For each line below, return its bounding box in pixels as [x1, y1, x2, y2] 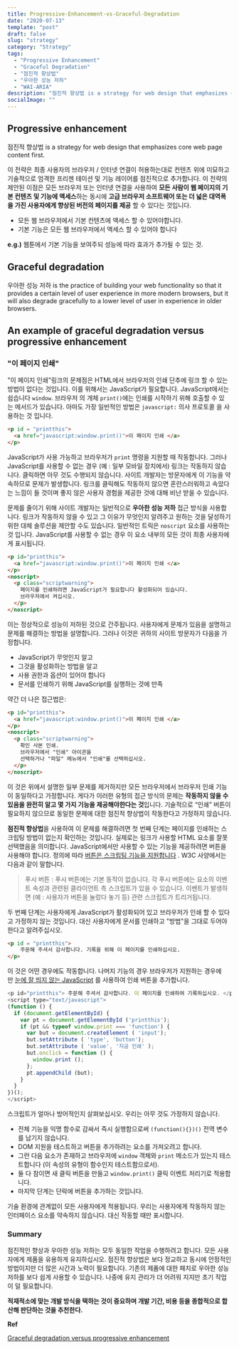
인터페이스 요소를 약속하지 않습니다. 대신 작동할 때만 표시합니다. [7, 1211, 184, 1219]
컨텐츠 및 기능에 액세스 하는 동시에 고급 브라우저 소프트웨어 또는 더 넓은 [14, 191, 208, 200]
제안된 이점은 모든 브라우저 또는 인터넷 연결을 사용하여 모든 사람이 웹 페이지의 [7, 183, 221, 191]
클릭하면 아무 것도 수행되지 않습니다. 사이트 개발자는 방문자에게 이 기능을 [22, 471, 224, 479]
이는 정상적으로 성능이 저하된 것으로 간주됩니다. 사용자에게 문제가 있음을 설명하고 [7, 620, 232, 629]
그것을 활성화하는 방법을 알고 [17, 661, 98, 670]
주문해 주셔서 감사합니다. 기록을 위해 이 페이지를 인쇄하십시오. [20, 946, 181, 954]
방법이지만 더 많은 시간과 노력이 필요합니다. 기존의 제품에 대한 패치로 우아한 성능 [7, 1264, 230, 1273]
